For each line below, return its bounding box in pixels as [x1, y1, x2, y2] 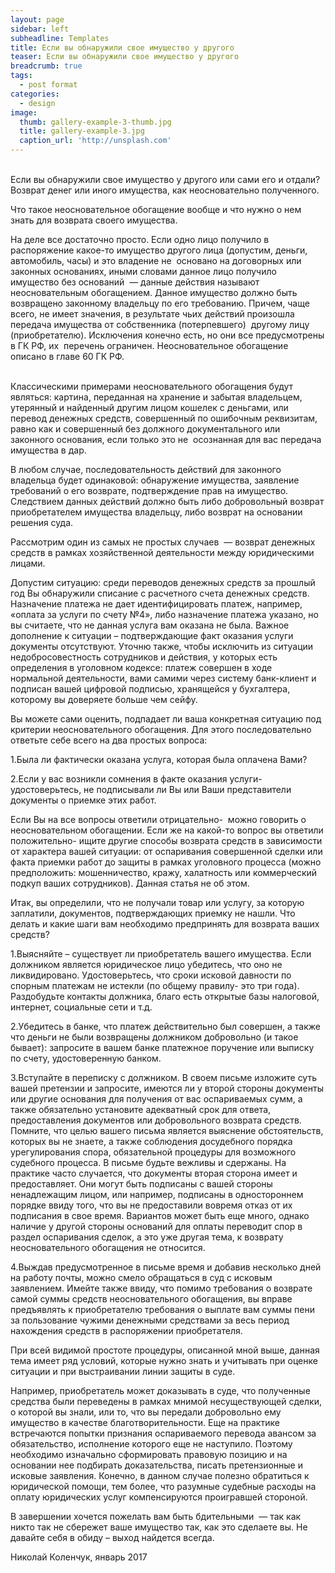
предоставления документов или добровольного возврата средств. [10, 1114, 302, 1126]
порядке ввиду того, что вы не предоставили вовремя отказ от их [10, 1199, 293, 1211]
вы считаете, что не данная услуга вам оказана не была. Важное [10, 619, 290, 631]
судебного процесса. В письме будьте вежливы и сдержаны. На [10, 1157, 287, 1168]
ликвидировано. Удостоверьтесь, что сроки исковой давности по [10, 969, 292, 981]
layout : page [10, 14, 65, 25]
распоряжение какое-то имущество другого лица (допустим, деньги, [10, 244, 308, 256]
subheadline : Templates [10, 33, 110, 43]
